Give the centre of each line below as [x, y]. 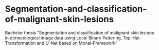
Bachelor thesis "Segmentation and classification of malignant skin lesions [79, 33]
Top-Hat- [132, 38]
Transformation [20, 43]
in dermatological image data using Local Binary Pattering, [64, 38]
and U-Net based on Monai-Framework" [77, 43]
